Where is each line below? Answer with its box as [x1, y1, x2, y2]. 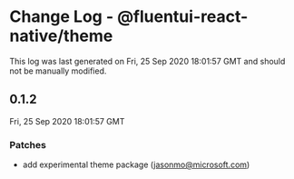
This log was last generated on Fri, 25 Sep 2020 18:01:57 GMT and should [9, 55, 286, 66]
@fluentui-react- [116, 6, 249, 27]
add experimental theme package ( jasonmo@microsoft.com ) [22, 159, 250, 170]
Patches [9, 138, 47, 151]
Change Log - [9, 6, 114, 27]
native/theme [9, 25, 113, 46]
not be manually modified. [9, 65, 107, 76]
